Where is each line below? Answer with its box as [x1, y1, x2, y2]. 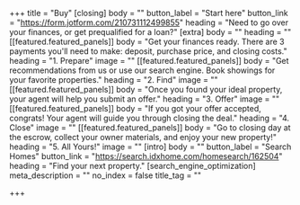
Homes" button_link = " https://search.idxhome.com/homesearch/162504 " [9, 151, 283, 161]
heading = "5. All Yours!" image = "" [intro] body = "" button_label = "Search [9, 141, 292, 152]
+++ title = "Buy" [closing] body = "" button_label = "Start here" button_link [9, 8, 289, 18]
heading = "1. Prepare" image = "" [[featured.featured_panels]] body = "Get [9, 56, 289, 66]
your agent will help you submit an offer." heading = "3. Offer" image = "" [9, 94, 280, 104]
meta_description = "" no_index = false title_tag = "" [9, 170, 202, 181]
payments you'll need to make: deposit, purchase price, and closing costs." [9, 46, 287, 57]
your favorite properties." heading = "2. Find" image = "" [9, 75, 218, 85]
